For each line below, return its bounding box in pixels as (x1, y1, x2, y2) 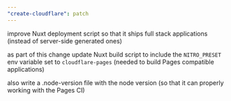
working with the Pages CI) (7, 86, 85, 94)
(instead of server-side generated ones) (7, 36, 122, 45)
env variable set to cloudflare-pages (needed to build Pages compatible (7, 57, 214, 66)
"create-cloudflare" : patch (7, 10, 89, 17)
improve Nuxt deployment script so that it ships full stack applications (7, 29, 208, 38)
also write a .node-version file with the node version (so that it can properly (7, 78, 225, 87)
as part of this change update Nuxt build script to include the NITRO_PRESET (7, 50, 222, 59)
